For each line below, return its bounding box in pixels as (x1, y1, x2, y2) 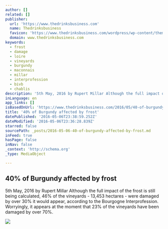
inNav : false (5, 142, 32, 147)
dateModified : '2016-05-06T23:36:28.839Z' (5, 118, 95, 124)
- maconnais (9, 68, 35, 73)
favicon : (9, 30, 28, 35)
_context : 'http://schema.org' (5, 147, 70, 152)
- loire (9, 53, 26, 59)
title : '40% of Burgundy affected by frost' (5, 109, 99, 115)
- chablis (9, 86, 30, 91)
